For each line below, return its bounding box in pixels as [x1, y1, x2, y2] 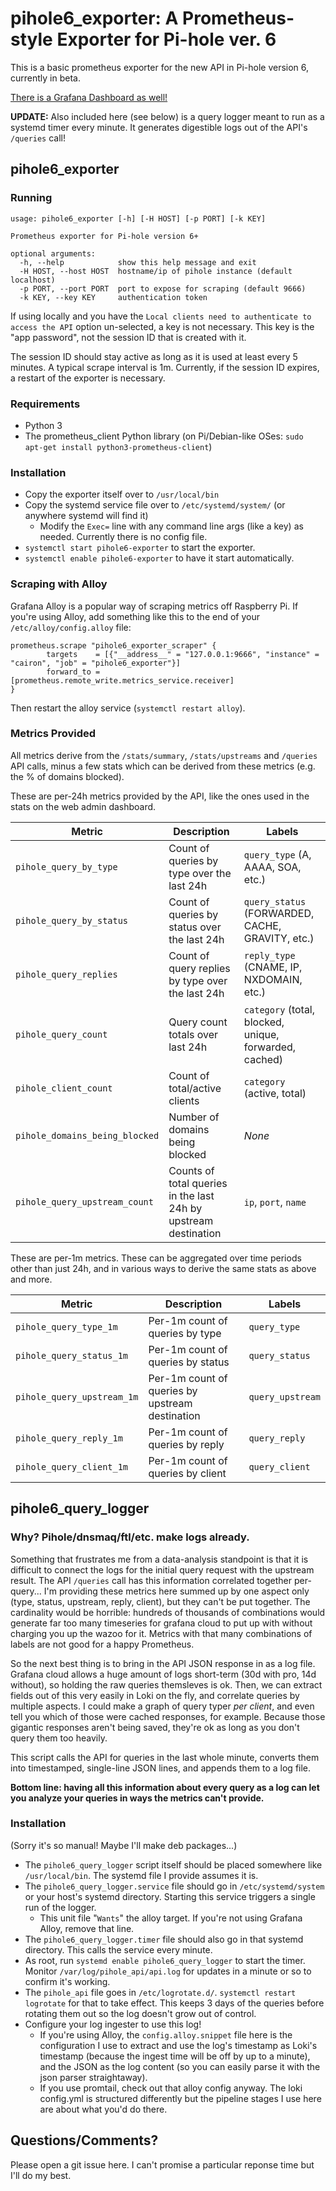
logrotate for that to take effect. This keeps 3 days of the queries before [24, 1997, 325, 2009]
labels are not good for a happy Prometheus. [10, 1638, 195, 1650]
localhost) [10, 275, 56, 285]
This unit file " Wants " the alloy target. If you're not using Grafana [39, 1912, 303, 1924]
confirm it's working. [24, 1975, 111, 1987]
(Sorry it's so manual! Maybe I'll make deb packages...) [10, 1839, 238, 1851]
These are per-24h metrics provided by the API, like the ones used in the [10, 790, 310, 802]
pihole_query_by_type [15, 861, 118, 872]
